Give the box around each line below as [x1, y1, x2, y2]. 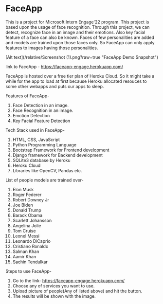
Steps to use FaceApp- [5, 268, 52, 274]
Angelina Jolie [12, 222, 41, 229]
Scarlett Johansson [12, 217, 52, 223]
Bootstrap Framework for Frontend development [12, 147, 109, 153]
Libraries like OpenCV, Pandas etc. [12, 167, 82, 173]
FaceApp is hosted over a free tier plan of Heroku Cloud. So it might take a [5, 73, 155, 79]
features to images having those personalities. [5, 45, 98, 51]
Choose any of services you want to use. [12, 283, 95, 288]
